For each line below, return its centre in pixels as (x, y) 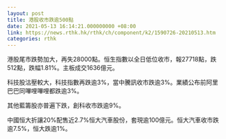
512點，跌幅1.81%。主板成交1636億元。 (63, 68)
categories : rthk (32, 39)
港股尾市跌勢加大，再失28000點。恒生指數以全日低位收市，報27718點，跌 (112, 60)
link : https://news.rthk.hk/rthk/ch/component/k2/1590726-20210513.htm (111, 33)
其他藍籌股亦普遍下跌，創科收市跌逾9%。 (66, 105)
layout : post (26, 13)
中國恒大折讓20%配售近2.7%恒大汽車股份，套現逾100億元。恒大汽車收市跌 (113, 120)
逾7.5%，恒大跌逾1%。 (39, 129)
